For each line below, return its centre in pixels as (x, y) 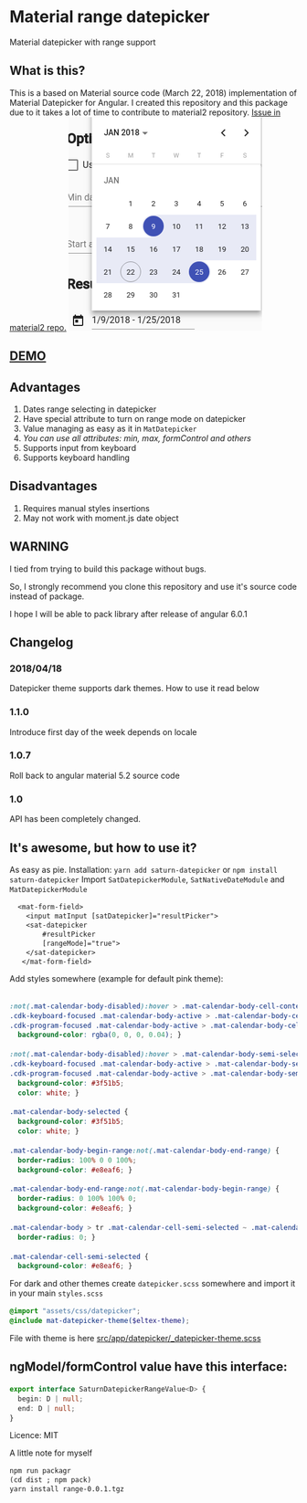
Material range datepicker (110, 17)
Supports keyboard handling (76, 457)
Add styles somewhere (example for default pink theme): (116, 978)
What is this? (48, 71)
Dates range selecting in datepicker (90, 409)
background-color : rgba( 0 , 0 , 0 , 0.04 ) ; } (100, 1035)
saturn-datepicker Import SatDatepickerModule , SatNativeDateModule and (147, 879)
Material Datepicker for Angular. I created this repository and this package (148, 102)
